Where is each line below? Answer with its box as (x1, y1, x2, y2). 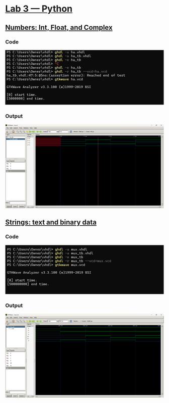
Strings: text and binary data (5, 218, 97, 227)
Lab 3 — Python (5, 3, 73, 15)
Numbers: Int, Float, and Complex (5, 23, 113, 32)
